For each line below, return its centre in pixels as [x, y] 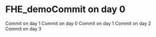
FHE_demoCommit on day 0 [65, 9]
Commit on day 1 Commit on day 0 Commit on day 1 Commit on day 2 [78, 23]
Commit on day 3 [24, 28]
